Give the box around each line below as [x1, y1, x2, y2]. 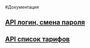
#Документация [5, 4, 39, 10]
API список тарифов [5, 35, 70, 43]
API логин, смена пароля [5, 18, 85, 26]
